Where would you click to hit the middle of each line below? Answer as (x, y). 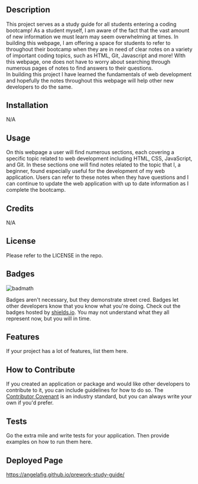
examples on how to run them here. (49, 442)
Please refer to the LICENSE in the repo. (55, 255)
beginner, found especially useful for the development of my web (86, 171)
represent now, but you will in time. (49, 318)
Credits (20, 208)
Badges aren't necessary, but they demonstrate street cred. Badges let (92, 299)
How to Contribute (41, 370)
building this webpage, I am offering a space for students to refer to (88, 42)
